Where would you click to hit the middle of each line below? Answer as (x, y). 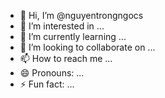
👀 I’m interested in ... (62, 26)
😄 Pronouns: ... (52, 73)
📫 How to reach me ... (66, 58)
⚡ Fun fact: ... (47, 84)
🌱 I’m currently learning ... (73, 36)
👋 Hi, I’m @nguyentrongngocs (81, 15)
